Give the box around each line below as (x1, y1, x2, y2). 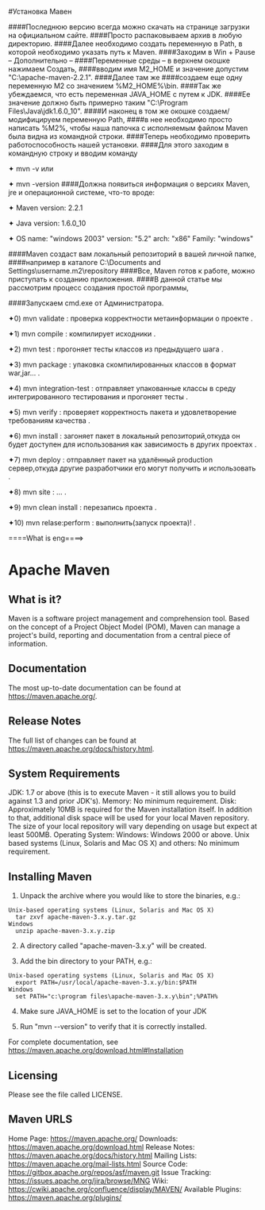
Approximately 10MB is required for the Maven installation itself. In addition (8, 805, 252, 814)
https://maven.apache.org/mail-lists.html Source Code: (8, 1158, 188, 1169)
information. (8, 639, 48, 648)
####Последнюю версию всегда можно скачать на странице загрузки (8, 22, 250, 31)
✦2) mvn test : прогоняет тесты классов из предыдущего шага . (8, 344, 224, 354)
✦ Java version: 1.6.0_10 (8, 218, 86, 228)
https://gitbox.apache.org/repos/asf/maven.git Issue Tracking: (8, 1167, 212, 1177)
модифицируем (8, 115, 61, 124)
